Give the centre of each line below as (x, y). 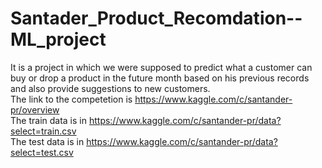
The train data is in (48, 120)
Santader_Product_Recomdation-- (156, 18)
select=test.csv (42, 152)
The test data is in (47, 141)
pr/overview (35, 109)
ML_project (58, 39)
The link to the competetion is (71, 99)
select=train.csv (43, 131)
